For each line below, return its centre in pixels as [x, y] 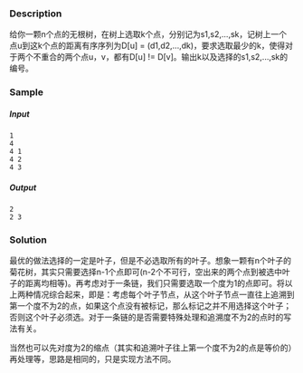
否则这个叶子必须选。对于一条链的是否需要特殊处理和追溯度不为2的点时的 [147, 317]
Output [23, 187]
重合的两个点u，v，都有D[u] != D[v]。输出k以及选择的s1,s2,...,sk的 [164, 57]
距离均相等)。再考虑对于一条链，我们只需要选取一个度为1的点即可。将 [155, 283]
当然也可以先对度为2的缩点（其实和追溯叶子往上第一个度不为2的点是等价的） [151, 348]
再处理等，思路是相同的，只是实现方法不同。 [93, 359]
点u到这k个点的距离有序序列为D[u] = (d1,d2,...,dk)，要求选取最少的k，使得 [147, 46]
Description [36, 14]
